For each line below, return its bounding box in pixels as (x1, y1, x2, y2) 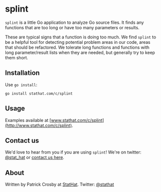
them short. (5, 54, 28, 60)
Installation (5, 69, 40, 77)
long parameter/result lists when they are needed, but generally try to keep (5, 50, 155, 55)
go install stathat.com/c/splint (5, 91, 73, 96)
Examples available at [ (5, 117, 52, 123)
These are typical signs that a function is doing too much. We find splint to (5, 34, 157, 40)
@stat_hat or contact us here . (5, 155, 65, 160)
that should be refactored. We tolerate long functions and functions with (5, 44, 150, 50)
